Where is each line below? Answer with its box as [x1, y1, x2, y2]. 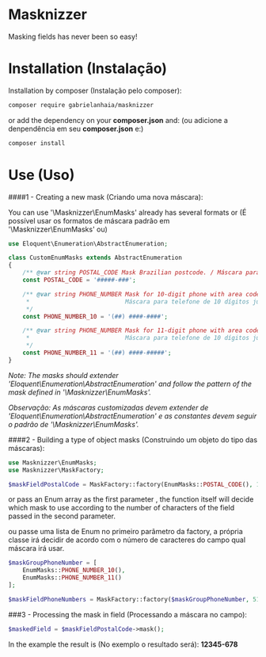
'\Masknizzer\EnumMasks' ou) [8, 224, 108, 234]
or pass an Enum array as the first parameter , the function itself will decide [8, 495, 254, 504]
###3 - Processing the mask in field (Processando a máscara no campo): [8, 609, 248, 619]
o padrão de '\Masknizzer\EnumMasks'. [8, 419, 139, 429]
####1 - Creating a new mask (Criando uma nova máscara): [8, 192, 203, 201]
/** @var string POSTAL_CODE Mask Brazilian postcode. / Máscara [22, 269, 243, 277]
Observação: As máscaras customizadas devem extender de [8, 403, 209, 412]
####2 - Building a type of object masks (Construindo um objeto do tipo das [8, 434, 258, 445]
